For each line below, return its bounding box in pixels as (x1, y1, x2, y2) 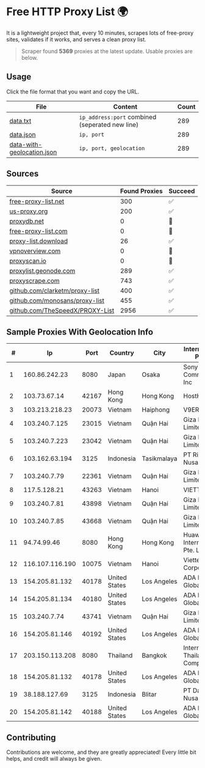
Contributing (6, 732, 56, 742)
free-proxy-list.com (9, 226, 68, 235)
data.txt (9, 117, 32, 125)
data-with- (9, 140, 43, 148)
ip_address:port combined (79, 112, 157, 121)
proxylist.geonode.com (9, 266, 76, 275)
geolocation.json (9, 148, 57, 156)
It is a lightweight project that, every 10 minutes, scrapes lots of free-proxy (6, 29, 194, 37)
